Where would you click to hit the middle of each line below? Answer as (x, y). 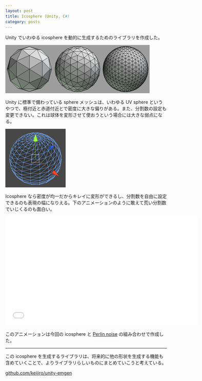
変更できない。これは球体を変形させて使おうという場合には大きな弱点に (82, 115)
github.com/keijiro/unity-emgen (39, 373)
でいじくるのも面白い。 (30, 209)
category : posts (23, 22)
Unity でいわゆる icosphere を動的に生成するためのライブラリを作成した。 (84, 38)
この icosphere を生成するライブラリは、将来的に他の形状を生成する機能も (85, 356)
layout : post (19, 11)
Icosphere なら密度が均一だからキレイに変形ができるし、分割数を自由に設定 (86, 196)
